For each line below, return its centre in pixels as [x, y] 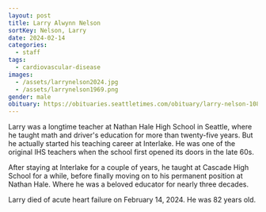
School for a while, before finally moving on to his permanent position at [125, 176]
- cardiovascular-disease [58, 67]
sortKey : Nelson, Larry [47, 30]
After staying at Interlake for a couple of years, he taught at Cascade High [129, 168]
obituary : [25, 104]
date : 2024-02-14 [37, 38]
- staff [28, 52]
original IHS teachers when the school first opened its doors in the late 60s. [131, 152]
